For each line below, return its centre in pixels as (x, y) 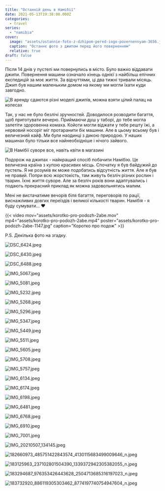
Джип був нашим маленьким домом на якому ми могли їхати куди (75, 85)
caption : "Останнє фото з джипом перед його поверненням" (70, 46)
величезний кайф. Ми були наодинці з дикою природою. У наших (74, 135)
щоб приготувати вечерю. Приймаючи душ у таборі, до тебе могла (76, 120)
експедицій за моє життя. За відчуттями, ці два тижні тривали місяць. (79, 80)
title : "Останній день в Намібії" (41, 10)
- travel (18, 23)
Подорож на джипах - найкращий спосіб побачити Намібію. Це (72, 160)
